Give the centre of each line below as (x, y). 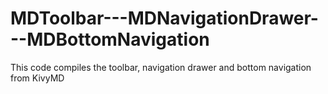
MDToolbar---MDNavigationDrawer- (164, 18)
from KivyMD (37, 78)
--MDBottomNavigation (110, 39)
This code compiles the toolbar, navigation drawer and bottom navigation (161, 67)
